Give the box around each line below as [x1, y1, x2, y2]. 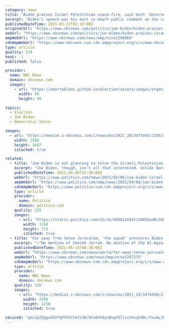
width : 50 [18, 91, 39, 96]
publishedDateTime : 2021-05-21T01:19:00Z [5, 21, 94, 27]
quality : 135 [14, 208, 42, 213]
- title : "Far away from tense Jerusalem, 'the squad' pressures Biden [10, 236, 163, 241]
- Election [10, 110, 33, 115]
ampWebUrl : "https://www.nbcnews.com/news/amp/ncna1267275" [14, 254, 143, 259]
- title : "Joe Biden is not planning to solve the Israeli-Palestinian [10, 161, 163, 166]
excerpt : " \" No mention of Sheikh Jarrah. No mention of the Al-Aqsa [14, 240, 163, 246]
